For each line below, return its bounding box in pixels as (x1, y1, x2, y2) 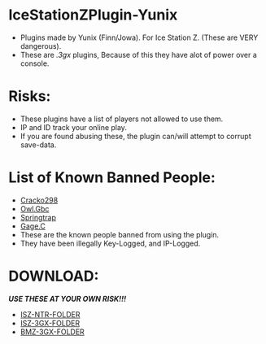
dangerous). (20, 41, 62, 50)
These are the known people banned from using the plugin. (20, 229, 220, 239)
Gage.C (20, 221, 46, 231)
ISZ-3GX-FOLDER (20, 318, 81, 328)
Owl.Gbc (20, 203, 50, 213)
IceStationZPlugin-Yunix (8, 6, 178, 24)
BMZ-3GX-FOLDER (20, 327, 85, 337)
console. (20, 59, 50, 68)
